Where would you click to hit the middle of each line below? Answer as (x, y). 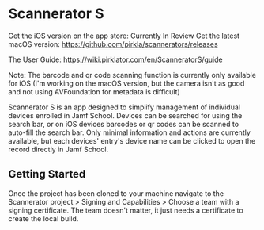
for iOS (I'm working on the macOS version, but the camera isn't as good (126, 83)
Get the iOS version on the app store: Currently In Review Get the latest (124, 36)
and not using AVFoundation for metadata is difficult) (94, 91)
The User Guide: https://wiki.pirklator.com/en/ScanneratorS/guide (115, 59)
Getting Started (47, 174)
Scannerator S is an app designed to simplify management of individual (124, 107)
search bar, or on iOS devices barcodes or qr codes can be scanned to (124, 124)
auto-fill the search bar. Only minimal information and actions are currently (130, 132)
